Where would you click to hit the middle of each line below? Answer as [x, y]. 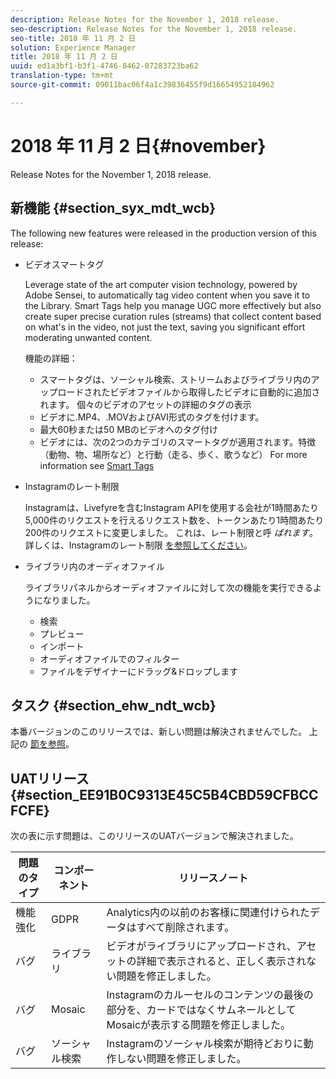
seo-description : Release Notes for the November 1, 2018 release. [154, 29]
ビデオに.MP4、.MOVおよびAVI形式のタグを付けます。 [152, 417]
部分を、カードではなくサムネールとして [201, 1010]
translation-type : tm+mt [62, 76]
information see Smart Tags [97, 465]
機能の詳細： [51, 358]
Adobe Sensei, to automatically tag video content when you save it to [167, 295]
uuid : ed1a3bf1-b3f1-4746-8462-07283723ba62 [104, 66]
